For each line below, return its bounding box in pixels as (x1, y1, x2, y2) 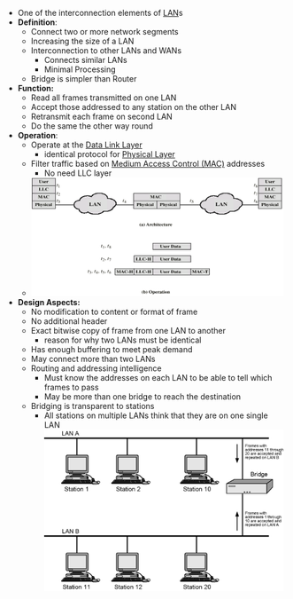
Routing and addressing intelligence (30, 363, 162, 374)
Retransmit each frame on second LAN (30, 111, 173, 122)
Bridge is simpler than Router (30, 74, 137, 83)
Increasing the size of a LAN (30, 35, 135, 46)
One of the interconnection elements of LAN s (17, 8, 183, 18)
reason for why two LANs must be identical (43, 335, 202, 345)
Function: (17, 83, 55, 93)
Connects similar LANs (43, 55, 127, 65)
